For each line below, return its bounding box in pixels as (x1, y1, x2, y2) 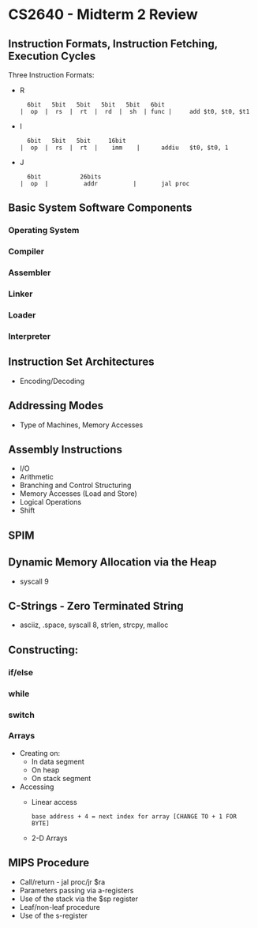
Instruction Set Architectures (8, 355, 155, 369)
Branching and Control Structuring (19, 480, 132, 490)
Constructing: (8, 643, 79, 656)
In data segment (31, 757, 84, 766)
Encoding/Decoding (19, 376, 85, 385)
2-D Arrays (31, 833, 68, 843)
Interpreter (8, 330, 51, 341)
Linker (8, 288, 33, 299)
